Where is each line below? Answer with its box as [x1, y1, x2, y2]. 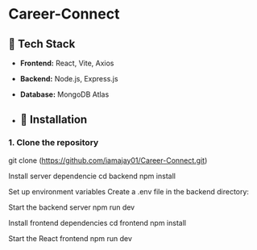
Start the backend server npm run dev [8, 202, 135, 212]
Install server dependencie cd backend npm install [8, 171, 176, 181]
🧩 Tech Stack [8, 37, 76, 51]
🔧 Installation [19, 113, 88, 127]
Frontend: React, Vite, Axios [19, 58, 114, 68]
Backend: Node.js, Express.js [19, 74, 118, 83]
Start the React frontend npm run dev [8, 233, 133, 243]
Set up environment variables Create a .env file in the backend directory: [8, 186, 250, 196]
